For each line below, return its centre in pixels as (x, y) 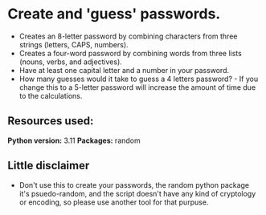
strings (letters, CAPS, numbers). (74, 44)
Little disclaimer (49, 166)
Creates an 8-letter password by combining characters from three (128, 36)
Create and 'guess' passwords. (114, 14)
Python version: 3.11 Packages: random (74, 140)
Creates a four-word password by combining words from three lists (130, 53)
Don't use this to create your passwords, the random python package (134, 185)
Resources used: (51, 121)
